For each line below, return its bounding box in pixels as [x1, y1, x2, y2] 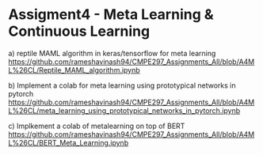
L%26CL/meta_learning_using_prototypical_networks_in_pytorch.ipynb [8, 105, 241, 115]
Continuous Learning [8, 22, 151, 40]
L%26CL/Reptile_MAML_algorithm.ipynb [8, 65, 140, 74]
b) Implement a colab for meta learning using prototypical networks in [8, 81, 236, 90]
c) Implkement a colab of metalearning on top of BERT [8, 121, 185, 130]
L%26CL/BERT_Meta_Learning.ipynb [8, 138, 129, 147]
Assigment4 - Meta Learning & [8, 6, 214, 24]
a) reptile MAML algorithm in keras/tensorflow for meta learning [8, 48, 216, 58]
